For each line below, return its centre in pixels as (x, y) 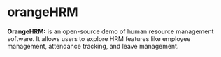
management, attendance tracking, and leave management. (93, 46)
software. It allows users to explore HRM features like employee (99, 38)
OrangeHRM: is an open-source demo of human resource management (110, 31)
